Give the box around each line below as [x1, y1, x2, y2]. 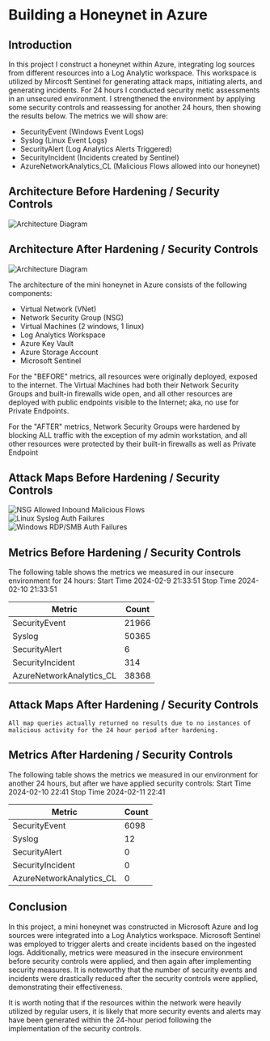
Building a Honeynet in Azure [8, 6, 208, 24]
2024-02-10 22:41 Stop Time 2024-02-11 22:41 [8, 786, 166, 796]
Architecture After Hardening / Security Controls [8, 242, 259, 256]
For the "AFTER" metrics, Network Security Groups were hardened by [8, 422, 241, 431]
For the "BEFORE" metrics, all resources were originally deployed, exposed [8, 371, 258, 381]
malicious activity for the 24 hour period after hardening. [8, 726, 219, 735]
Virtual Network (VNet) [19, 304, 97, 314]
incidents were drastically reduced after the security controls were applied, [8, 973, 259, 983]
